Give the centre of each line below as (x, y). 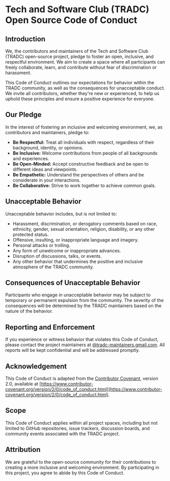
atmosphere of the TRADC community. (53, 267)
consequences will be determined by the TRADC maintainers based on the (83, 306)
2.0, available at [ (23, 384)
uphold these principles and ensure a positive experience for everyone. (80, 99)
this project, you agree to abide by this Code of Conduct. (65, 473)
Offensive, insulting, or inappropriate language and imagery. (76, 239)
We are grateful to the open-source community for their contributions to (81, 462)
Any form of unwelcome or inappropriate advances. (67, 251)
